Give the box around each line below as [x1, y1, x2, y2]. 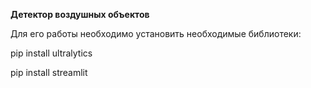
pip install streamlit [10, 67, 88, 78]
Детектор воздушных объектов [10, 9, 150, 20]
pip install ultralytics [10, 47, 93, 59]
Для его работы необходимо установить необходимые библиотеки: [10, 28, 302, 39]
